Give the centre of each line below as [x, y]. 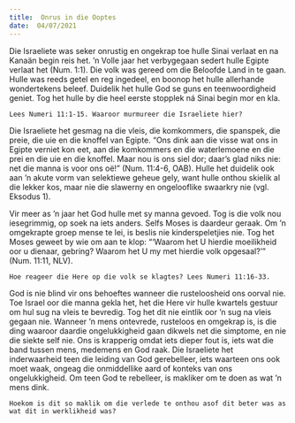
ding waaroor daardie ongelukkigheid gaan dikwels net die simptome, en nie [148, 331]
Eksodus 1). [30, 196]
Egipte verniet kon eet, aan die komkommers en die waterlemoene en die [142, 149]
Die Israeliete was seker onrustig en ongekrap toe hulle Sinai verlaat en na [144, 50]
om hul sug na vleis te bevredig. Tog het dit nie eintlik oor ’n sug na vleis [140, 311]
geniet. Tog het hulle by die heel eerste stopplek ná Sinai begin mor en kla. [145, 97]
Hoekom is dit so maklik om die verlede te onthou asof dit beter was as [148, 404]
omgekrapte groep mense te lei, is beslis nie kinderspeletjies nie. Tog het [142, 232]
